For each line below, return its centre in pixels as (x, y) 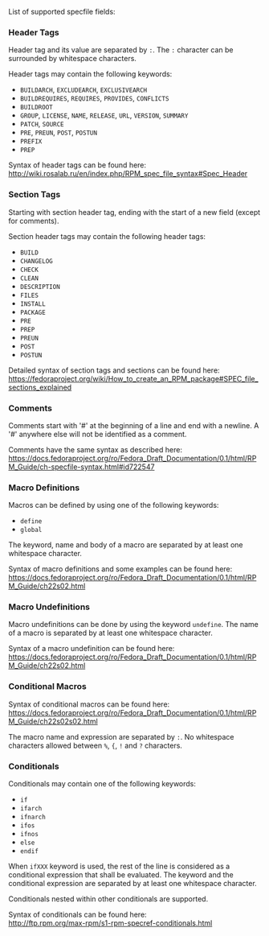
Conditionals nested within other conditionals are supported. (108, 899)
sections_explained (40, 387)
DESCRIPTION (40, 287)
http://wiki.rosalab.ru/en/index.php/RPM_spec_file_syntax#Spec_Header (128, 174)
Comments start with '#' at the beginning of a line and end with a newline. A (134, 425)
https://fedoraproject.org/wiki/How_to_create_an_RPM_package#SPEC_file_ (133, 378)
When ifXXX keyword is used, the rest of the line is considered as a (119, 866)
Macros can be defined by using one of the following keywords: (114, 505)
